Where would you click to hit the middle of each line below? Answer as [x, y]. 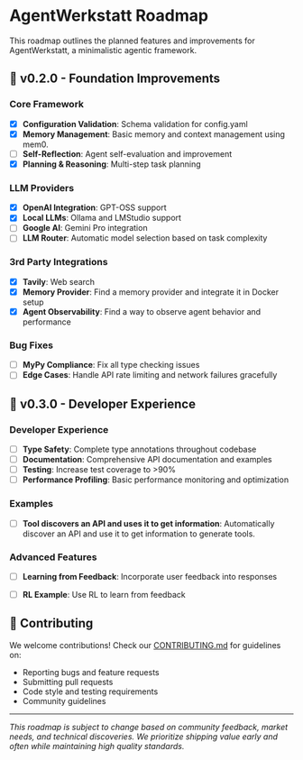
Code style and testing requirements [90, 691]
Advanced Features [53, 557]
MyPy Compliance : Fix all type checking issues [111, 365]
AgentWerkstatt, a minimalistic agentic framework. [103, 50]
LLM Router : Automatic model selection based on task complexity [145, 238]
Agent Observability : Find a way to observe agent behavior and [142, 311]
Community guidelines [64, 700]
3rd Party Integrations [59, 262]
